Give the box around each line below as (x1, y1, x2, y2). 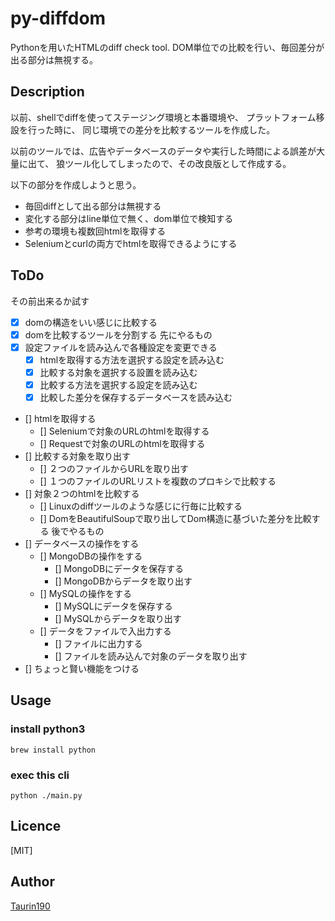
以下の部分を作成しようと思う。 (10, 178, 142, 191)
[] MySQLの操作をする (39, 588, 132, 599)
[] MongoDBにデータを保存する (54, 563, 185, 574)
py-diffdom (10, 7, 107, 30)
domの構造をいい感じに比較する (24, 316, 158, 328)
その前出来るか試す (10, 295, 90, 307)
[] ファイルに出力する (54, 638, 143, 649)
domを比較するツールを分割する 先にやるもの (24, 328, 213, 341)
